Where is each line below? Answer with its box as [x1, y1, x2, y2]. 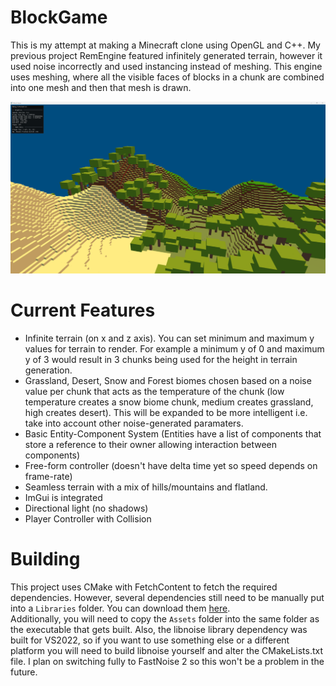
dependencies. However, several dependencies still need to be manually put [10, 591, 325, 603]
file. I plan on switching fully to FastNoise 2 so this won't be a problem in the [10, 655, 325, 667]
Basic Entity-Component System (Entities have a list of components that [24, 428, 322, 440]
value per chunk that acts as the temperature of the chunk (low [24, 386, 285, 397]
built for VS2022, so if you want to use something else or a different [10, 634, 290, 646]
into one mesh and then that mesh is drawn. [10, 81, 192, 93]
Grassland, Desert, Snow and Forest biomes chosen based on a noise [24, 375, 312, 386]
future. [10, 666, 38, 678]
